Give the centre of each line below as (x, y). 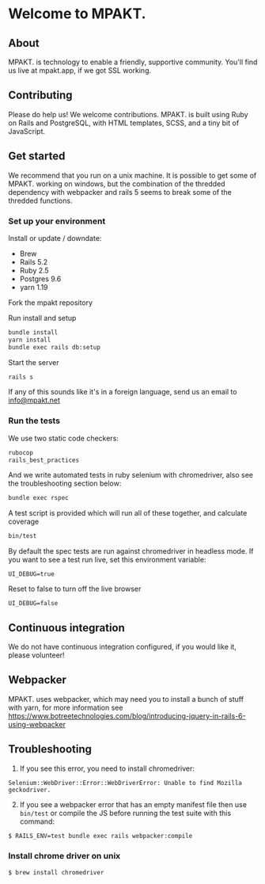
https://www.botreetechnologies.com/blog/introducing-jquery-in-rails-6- (127, 716)
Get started (37, 156)
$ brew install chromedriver (56, 872)
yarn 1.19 (34, 287)
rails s (21, 377)
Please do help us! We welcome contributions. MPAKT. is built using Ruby (128, 114)
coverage (24, 522)
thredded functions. (40, 200)
